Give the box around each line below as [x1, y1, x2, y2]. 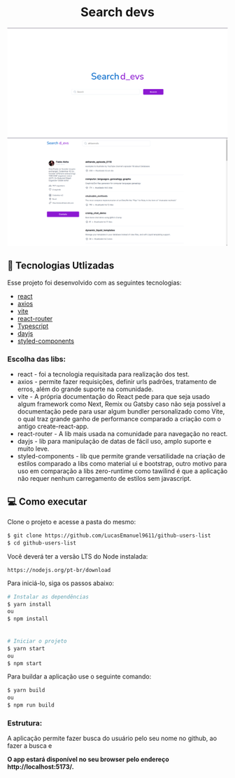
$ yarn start [7, 645, 45, 652]
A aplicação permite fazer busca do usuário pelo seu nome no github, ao [7, 734, 218, 743]
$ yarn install [7, 601, 52, 608]
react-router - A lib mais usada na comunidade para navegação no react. [17, 430, 228, 438]
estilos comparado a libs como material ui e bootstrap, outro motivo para [17, 460, 227, 468]
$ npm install [7, 615, 49, 622]
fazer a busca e [7, 742, 52, 750]
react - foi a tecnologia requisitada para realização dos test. [17, 370, 190, 378]
